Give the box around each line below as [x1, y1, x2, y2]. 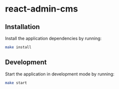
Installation [5, 23, 40, 31]
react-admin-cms [5, 3, 78, 15]
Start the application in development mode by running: [5, 71, 115, 77]
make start [5, 80, 27, 85]
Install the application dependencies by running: [5, 35, 102, 41]
